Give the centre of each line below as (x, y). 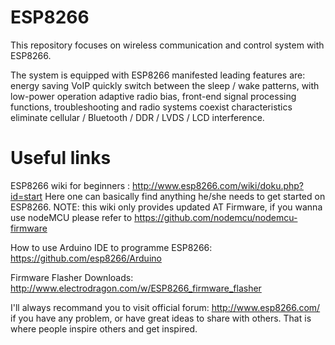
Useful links (61, 158)
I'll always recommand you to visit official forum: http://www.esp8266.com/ (165, 307)
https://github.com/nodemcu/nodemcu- (216, 217)
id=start (26, 196)
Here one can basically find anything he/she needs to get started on (185, 196)
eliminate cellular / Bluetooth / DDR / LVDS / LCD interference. (137, 117)
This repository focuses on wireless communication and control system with (167, 45)
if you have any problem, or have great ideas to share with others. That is (161, 318)
